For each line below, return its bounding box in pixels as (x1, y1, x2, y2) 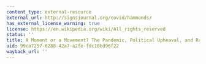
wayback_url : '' (6, 49, 48, 55)
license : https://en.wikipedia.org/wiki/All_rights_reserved (6, 26, 166, 32)
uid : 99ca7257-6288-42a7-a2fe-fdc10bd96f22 (6, 43, 120, 49)
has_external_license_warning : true (6, 20, 100, 26)
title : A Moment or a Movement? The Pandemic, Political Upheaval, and (6, 37, 193, 43)
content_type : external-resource (6, 9, 92, 15)
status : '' (6, 32, 34, 38)
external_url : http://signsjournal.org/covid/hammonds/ (6, 15, 152, 21)
